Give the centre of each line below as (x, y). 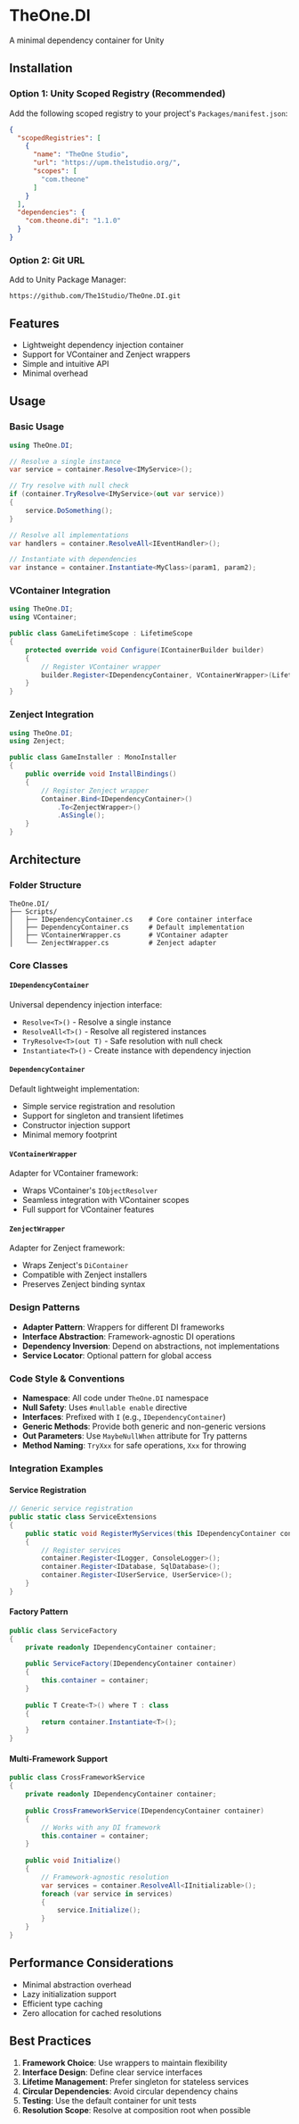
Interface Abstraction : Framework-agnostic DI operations (129, 1336)
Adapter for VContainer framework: (74, 1174)
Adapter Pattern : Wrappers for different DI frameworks (123, 1327)
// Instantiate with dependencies (73, 560)
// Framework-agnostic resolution (105, 1877)
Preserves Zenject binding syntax (84, 1284)
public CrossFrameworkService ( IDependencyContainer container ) (145, 1811)
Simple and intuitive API (65, 363)
